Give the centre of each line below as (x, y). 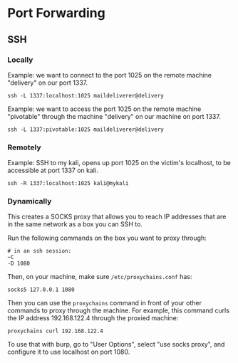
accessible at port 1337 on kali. (53, 170)
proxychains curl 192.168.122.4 (55, 331)
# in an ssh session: (40, 251)
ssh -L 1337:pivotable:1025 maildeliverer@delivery (86, 130)
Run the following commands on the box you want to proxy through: (107, 238)
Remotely (24, 147)
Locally (20, 60)
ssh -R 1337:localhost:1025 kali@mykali (68, 184)
